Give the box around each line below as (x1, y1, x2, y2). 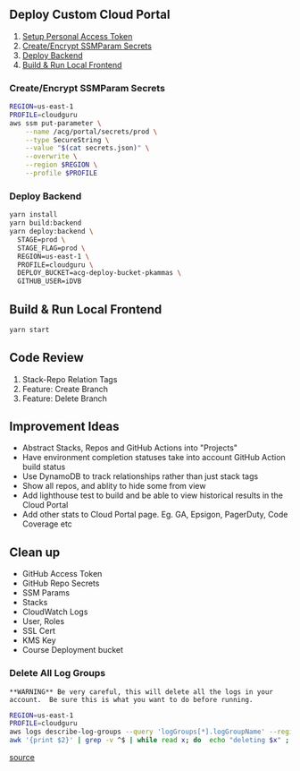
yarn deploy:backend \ (9, 227, 94, 236)
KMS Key (21, 635, 56, 646)
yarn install (9, 210, 58, 219)
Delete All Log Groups (9, 667, 105, 680)
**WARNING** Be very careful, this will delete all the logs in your (9, 687, 274, 697)
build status (21, 461, 66, 473)
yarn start (9, 325, 50, 334)
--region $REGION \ (25, 160, 98, 169)
